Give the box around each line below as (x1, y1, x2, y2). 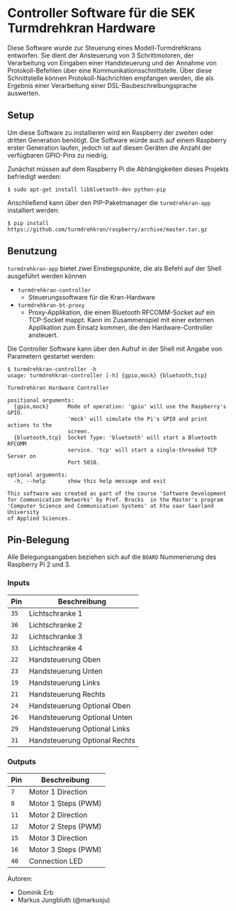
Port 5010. (67, 459, 100, 466)
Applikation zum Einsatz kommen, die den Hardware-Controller (28, 323, 213, 332)
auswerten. (7, 89, 40, 97)
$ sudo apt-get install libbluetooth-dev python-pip (7, 186, 167, 193)
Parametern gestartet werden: (7, 351, 96, 360)
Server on (7, 452, 37, 459)
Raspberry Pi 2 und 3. (7, 560, 71, 569)
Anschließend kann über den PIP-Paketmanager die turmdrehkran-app (7, 198, 211, 207)
